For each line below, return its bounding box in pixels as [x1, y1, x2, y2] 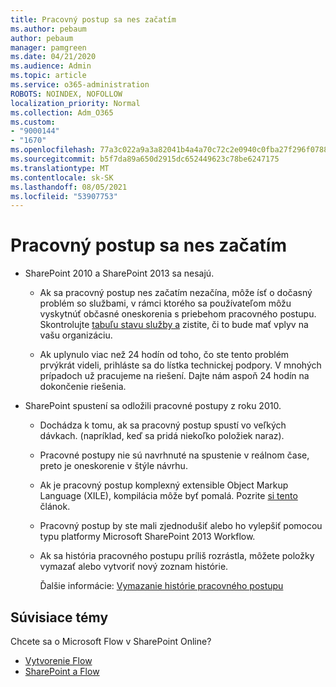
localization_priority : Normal [10, 98, 141, 108]
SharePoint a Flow [24, 666, 100, 677]
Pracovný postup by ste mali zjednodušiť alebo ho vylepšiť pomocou [39, 520, 323, 532]
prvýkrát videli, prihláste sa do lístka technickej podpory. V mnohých [39, 359, 322, 371]
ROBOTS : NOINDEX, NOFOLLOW [10, 89, 123, 99]
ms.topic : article [10, 71, 87, 81]
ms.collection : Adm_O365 [10, 107, 114, 118]
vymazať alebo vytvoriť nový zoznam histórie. [39, 561, 229, 573]
